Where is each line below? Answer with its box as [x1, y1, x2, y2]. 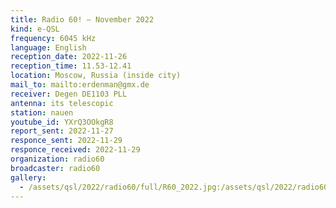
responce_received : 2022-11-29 [10, 145, 141, 155]
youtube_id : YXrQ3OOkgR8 [10, 117, 114, 127]
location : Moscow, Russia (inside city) [10, 71, 182, 81]
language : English [10, 42, 87, 53]
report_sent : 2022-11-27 [10, 126, 114, 136]
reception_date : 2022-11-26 [10, 52, 128, 62]
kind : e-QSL [10, 24, 60, 34]
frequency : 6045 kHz [10, 33, 97, 43]
